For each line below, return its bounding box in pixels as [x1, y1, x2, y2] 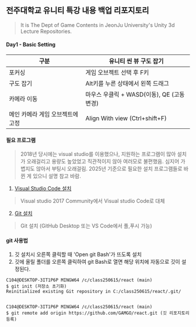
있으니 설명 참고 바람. [33, 172, 82, 180]
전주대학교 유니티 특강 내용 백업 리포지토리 [6, 5, 149, 16]
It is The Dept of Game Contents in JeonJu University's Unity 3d [20, 21, 175, 28]
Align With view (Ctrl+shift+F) [85, 114, 167, 122]
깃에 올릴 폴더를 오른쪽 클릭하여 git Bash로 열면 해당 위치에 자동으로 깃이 [14, 258, 180, 265]
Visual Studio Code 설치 [14, 185, 72, 192]
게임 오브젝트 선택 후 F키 [85, 69, 149, 77]
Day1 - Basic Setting [6, 41, 56, 48]
